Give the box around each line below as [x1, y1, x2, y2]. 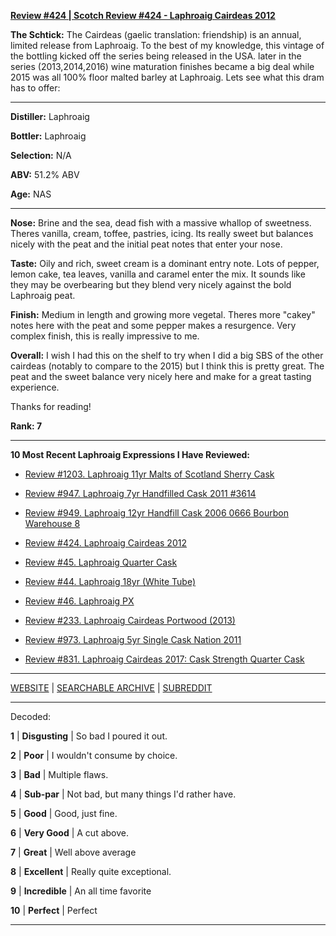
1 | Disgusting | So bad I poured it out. [10, 730, 168, 742]
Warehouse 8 [24, 518, 81, 529]
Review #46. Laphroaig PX [24, 595, 135, 607]
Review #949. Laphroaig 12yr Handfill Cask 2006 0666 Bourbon [24, 507, 289, 519]
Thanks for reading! [10, 401, 92, 412]
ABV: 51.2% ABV [10, 169, 80, 180]
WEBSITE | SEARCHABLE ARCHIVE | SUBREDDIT [10, 682, 213, 694]
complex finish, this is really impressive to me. [10, 330, 200, 342]
